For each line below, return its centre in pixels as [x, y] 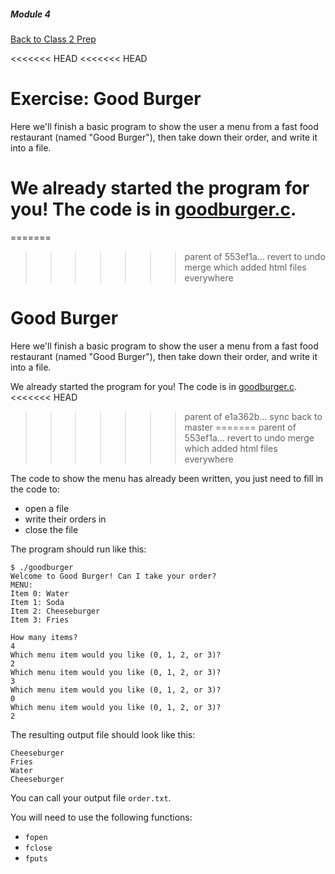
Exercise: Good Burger [106, 99]
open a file [47, 508]
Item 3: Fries [40, 620]
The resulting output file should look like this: [103, 734]
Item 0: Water [40, 593]
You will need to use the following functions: [101, 817]
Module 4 [31, 14]
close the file [51, 529]
